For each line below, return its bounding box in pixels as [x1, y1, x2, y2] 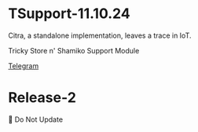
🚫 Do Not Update [8, 115, 64, 124]
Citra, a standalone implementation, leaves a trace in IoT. [8, 31, 192, 40]
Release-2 [8, 89, 77, 107]
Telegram [8, 60, 39, 71]
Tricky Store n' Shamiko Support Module [8, 46, 140, 55]
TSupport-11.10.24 [8, 5, 131, 23]
